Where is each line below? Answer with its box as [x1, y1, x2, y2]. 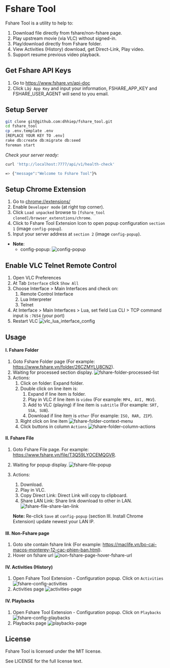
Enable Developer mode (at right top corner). [12, 204, 104, 210]
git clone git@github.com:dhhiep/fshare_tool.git [5, 119, 113, 124]
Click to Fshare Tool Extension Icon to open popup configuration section [12, 220, 165, 226]
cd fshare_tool [5, 123, 38, 129]
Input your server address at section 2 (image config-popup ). [12, 231, 141, 237]
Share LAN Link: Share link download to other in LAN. [20, 498, 132, 504]
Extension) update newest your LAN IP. [12, 518, 95, 524]
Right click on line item [20, 418, 68, 424]
